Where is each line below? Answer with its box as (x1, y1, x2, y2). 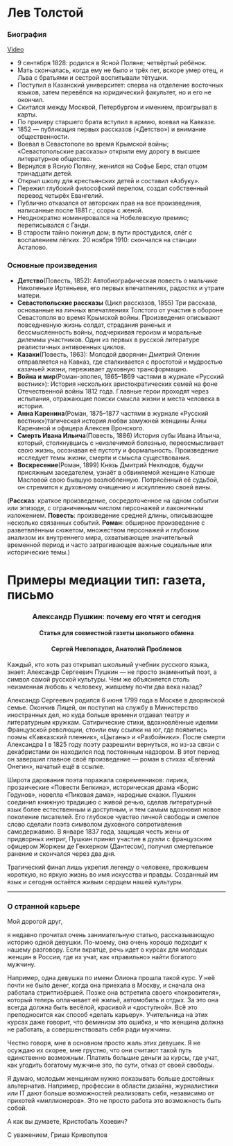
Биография (7, 30, 47, 40)
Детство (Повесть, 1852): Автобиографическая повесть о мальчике (17, 276, 218, 285)
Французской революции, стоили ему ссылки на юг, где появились (7, 725, 207, 734)
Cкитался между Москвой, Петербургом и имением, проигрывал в (17, 103, 217, 112)
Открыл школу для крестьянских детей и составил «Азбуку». (17, 177, 200, 185)
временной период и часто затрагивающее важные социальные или (7, 540, 212, 549)
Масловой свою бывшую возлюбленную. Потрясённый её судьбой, (17, 475, 219, 484)
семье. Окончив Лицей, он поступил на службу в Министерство (7, 703, 198, 711)
